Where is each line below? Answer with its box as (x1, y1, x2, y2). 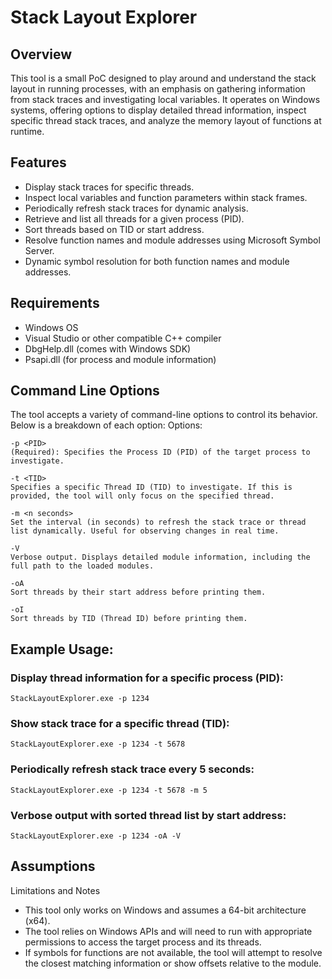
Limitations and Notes (10, 884, 101, 896)
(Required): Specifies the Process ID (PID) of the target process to (10, 447, 311, 458)
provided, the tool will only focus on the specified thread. (10, 491, 275, 501)
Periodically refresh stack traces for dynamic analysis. (24, 202, 249, 214)
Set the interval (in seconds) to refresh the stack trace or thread (10, 517, 307, 528)
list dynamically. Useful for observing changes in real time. (10, 526, 280, 536)
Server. (24, 244, 55, 256)
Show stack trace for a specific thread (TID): (10, 717, 230, 731)
